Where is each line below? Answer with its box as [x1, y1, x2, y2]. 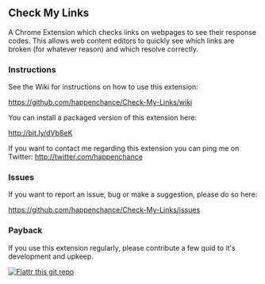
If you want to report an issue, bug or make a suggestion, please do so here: [8, 190, 258, 199]
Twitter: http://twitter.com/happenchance [8, 152, 143, 162]
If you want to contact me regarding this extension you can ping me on [8, 144, 240, 153]
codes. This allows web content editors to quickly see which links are [8, 36, 235, 45]
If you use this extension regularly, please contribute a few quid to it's [8, 243, 236, 252]
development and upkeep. [8, 251, 94, 261]
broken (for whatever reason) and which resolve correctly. [8, 44, 198, 54]
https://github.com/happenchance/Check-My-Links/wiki [8, 98, 193, 107]
